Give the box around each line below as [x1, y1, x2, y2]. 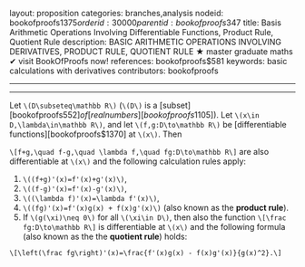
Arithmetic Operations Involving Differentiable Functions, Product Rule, [9, 27, 274, 37]
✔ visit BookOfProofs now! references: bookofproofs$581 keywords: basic [9, 56, 288, 66]
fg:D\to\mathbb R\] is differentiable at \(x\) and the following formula [22, 222, 286, 232]
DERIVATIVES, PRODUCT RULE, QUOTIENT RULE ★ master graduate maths [9, 46, 293, 57]
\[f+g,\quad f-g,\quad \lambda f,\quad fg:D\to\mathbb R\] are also [9, 147, 270, 157]
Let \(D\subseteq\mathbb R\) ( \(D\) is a [9, 100, 158, 110]
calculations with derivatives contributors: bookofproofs [9, 65, 220, 76]
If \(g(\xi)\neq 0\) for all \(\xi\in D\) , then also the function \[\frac [22, 212, 287, 223]
